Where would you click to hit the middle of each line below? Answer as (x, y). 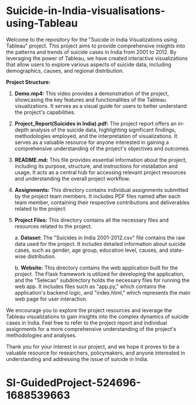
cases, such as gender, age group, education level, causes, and (91, 250)
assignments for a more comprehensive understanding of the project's (91, 329)
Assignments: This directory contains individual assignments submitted (101, 190)
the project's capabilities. (45, 112)
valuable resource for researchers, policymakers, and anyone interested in (96, 353)
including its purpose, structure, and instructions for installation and (96, 166)
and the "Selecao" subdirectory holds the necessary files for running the (102, 280)
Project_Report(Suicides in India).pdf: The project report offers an (95, 123)
